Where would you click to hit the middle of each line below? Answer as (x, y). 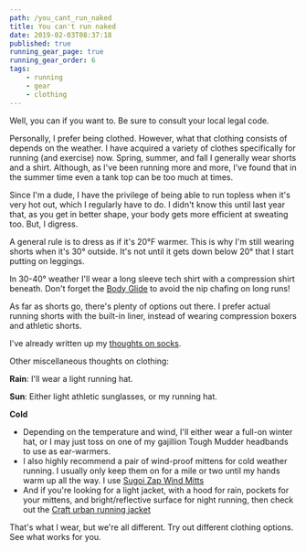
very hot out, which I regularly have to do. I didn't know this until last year (148, 204)
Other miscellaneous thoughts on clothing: (89, 361)
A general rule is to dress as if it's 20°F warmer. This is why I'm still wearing (152, 241)
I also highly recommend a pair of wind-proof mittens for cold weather (155, 461)
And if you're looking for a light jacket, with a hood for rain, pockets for (156, 490)
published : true (40, 43)
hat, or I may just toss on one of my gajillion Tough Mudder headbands (156, 441)
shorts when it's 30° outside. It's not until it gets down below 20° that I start (152, 251)
